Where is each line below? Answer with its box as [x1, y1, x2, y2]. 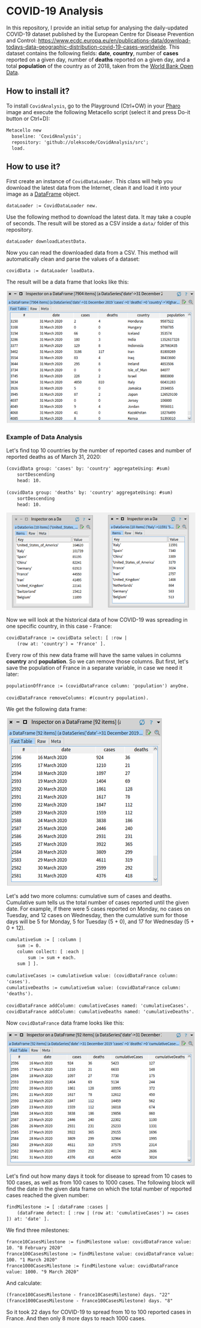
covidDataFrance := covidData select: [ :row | [6, 635, 128, 641]
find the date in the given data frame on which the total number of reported [6, 1185, 192, 1193]
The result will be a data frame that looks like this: [6, 278, 129, 285]
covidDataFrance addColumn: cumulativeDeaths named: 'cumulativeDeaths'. [6, 1009, 195, 1015]
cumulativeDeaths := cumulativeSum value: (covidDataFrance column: [6, 985, 181, 991]
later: [6, 671, 19, 678]
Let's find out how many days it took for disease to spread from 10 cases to [6, 1172, 193, 1180]
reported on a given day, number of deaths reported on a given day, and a [6, 56, 190, 63]
